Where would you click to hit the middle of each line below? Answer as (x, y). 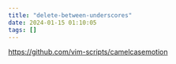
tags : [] (22, 30)
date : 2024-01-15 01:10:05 (52, 23)
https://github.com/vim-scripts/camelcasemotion (88, 52)
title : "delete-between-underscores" (70, 15)
